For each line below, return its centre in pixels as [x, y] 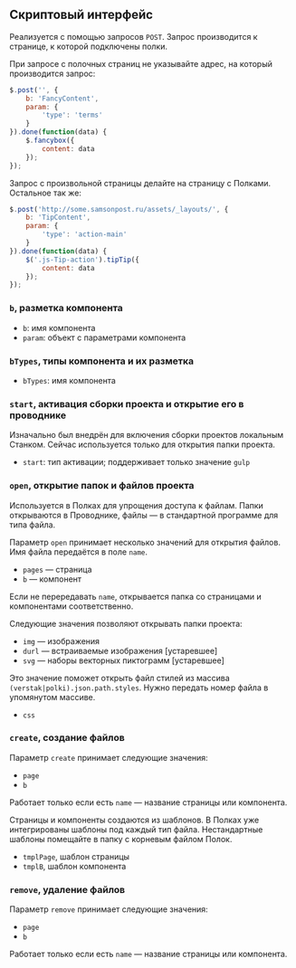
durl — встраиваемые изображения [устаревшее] [120, 650]
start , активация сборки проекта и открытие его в [127, 403]
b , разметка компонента [67, 308]
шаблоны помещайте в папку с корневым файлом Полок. [121, 839]
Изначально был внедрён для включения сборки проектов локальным [147, 435]
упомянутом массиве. [53, 697]
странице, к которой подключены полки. [88, 46]
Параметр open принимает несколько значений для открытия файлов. [145, 542]
